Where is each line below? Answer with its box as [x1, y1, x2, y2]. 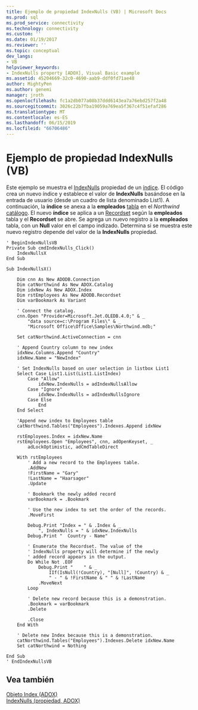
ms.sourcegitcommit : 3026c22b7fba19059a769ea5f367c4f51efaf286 [6, 103, 167, 109]
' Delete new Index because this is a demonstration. [17, 632, 153, 638]
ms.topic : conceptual [6, 48, 60, 54]
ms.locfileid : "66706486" [6, 126, 70, 132]
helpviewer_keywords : [6, 64, 60, 71]
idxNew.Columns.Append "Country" [17, 349, 100, 356]
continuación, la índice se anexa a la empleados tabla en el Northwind [6, 203, 180, 210]
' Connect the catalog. [17, 307, 76, 314]
